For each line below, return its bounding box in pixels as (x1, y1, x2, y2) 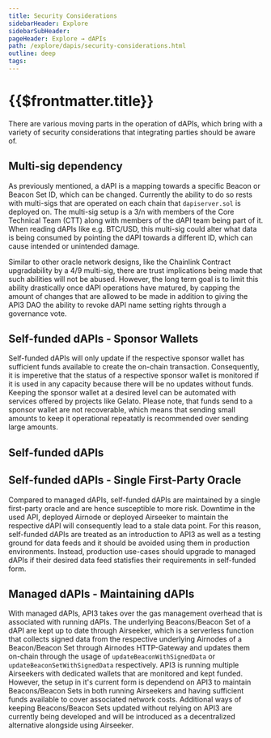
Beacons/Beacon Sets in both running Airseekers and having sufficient (8, 686, 244, 696)
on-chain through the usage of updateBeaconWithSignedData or (8, 651, 216, 661)
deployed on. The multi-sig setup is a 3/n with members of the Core (8, 207, 235, 216)
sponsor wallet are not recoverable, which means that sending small (8, 405, 236, 415)
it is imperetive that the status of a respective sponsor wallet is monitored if (8, 370, 260, 381)
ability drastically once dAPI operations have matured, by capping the (8, 283, 240, 292)
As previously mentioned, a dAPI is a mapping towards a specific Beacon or (8, 181, 260, 190)
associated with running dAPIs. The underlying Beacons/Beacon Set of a (8, 617, 251, 627)
